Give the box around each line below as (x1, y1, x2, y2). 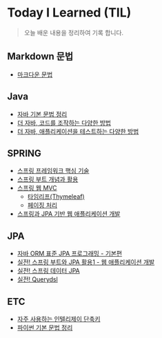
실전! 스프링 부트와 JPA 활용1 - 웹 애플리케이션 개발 (17, 258, 155, 266)
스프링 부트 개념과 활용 (17, 175, 79, 183)
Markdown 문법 (7, 50, 74, 63)
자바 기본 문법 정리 (17, 110, 68, 118)
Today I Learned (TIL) (7, 5, 132, 21)
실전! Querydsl (17, 275, 59, 284)
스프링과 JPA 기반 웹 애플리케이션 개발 (17, 210, 121, 218)
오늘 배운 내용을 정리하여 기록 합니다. (23, 28, 124, 37)
